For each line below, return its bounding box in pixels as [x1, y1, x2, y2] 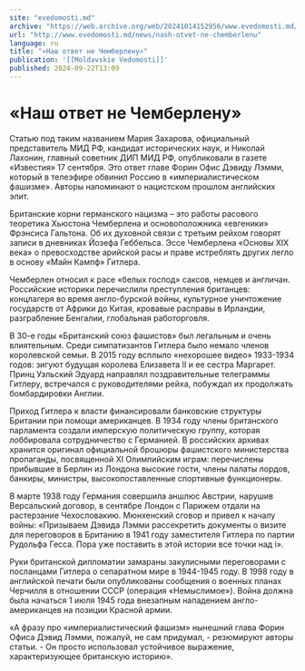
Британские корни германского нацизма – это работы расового [9, 208, 259, 219]
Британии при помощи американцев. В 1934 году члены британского [9, 414, 279, 426]
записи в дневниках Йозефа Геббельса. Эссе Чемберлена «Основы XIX [9, 237, 290, 248]
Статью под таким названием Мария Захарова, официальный [9, 132, 250, 143]
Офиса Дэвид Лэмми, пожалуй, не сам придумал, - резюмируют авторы [9, 631, 294, 642]
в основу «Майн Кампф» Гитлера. [9, 256, 141, 267]
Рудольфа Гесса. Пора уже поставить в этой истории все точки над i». [9, 539, 284, 549]
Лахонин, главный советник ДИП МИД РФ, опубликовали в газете [9, 151, 268, 163]
